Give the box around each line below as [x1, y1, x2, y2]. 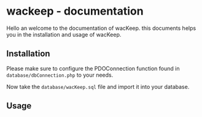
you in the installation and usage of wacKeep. [6, 30, 122, 38]
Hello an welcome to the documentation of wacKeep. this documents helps [6, 24, 196, 32]
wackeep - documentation [6, 4, 144, 18]
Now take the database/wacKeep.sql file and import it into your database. [6, 83, 190, 90]
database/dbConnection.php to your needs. [6, 71, 114, 79]
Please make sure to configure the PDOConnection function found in [6, 65, 180, 72]
